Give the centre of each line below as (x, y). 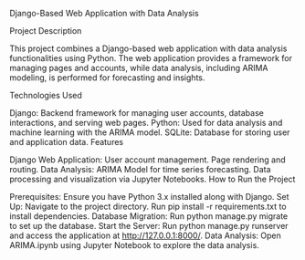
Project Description (46, 31)
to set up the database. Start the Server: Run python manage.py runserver (149, 226)
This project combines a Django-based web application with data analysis (148, 48)
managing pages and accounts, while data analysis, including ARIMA (139, 68)
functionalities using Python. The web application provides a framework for (151, 58)
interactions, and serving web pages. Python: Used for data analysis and (146, 123)
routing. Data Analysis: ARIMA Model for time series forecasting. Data (140, 169)
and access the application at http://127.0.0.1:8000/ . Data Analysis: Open (145, 235)
